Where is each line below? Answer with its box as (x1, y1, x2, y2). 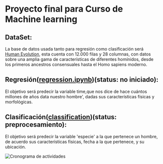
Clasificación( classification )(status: (5, 113, 117, 121)
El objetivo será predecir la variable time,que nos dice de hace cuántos (5, 89, 147, 94)
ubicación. (5, 144, 26, 149)
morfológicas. (5, 99, 33, 105)
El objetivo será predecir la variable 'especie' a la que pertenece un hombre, (5, 133, 158, 139)
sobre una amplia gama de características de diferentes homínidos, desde (5, 56, 154, 62)
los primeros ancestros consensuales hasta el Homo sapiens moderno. (5, 62, 147, 67)
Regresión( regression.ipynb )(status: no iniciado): (5, 75, 159, 84)
